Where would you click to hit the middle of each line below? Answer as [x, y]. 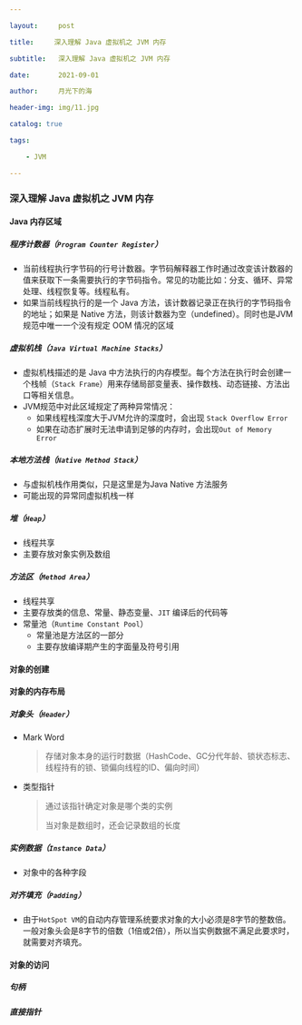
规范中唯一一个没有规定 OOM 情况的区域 [98, 325]
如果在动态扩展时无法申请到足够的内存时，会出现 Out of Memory [154, 429]
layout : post [42, 25]
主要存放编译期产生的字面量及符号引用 [107, 646]
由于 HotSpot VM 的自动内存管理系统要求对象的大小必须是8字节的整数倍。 [157, 920]
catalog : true [36, 124]
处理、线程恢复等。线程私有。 [78, 291]
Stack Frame [77, 385]
